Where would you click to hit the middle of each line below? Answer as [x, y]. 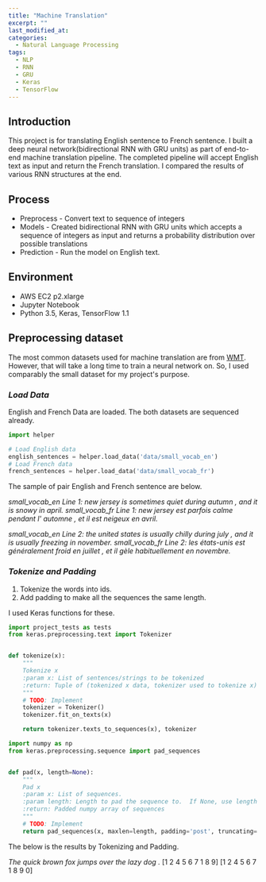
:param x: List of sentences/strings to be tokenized [113, 678]
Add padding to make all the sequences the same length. [113, 597]
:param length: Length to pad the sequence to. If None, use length [140, 802]
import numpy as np [40, 744]
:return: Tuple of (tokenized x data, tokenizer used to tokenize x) [140, 685]
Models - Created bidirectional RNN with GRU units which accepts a [131, 227]
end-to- [236, 149]
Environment [41, 277]
